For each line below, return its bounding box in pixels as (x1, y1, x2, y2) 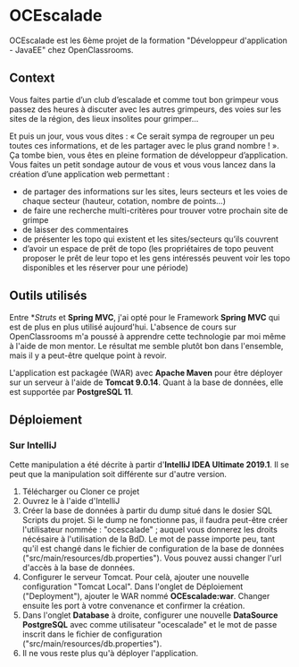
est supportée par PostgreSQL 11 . (9, 386, 134, 397)
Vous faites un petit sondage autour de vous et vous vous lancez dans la (9, 158, 277, 170)
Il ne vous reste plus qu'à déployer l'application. (21, 648, 199, 659)
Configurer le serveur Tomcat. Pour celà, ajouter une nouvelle (21, 572, 250, 583)
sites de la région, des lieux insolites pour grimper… (9, 113, 199, 124)
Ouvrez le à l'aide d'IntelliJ (21, 496, 120, 507)
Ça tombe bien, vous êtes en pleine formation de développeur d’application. (9, 150, 288, 160)
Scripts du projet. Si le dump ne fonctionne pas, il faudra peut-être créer (21, 515, 288, 526)
